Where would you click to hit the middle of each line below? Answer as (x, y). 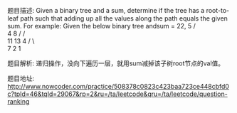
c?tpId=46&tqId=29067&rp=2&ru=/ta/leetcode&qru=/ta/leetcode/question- (117, 94)
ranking (19, 101)
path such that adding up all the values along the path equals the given (124, 18)
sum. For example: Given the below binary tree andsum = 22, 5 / (101, 26)
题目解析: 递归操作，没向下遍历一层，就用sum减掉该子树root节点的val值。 (116, 63)
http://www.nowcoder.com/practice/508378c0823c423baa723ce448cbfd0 (118, 86)
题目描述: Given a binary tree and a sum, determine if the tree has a (106, 10)
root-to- (218, 10)
